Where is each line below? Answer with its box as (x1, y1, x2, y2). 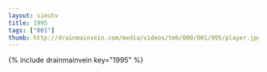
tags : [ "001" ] (8, 26, 56, 34)
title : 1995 (8, 19, 48, 27)
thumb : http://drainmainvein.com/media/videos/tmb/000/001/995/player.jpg (8, 33, 261, 42)
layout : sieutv (8, 11, 59, 20)
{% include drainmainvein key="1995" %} (8, 55, 144, 65)
